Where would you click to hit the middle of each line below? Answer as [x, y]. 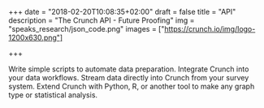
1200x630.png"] [36, 37]
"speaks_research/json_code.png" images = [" [87, 29]
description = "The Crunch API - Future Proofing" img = [102, 20]
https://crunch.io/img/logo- [210, 29]
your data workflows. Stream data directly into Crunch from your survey [129, 78]
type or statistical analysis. [53, 95]
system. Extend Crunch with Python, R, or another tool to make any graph [132, 86]
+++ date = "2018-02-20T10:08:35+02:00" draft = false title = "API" [122, 12]
